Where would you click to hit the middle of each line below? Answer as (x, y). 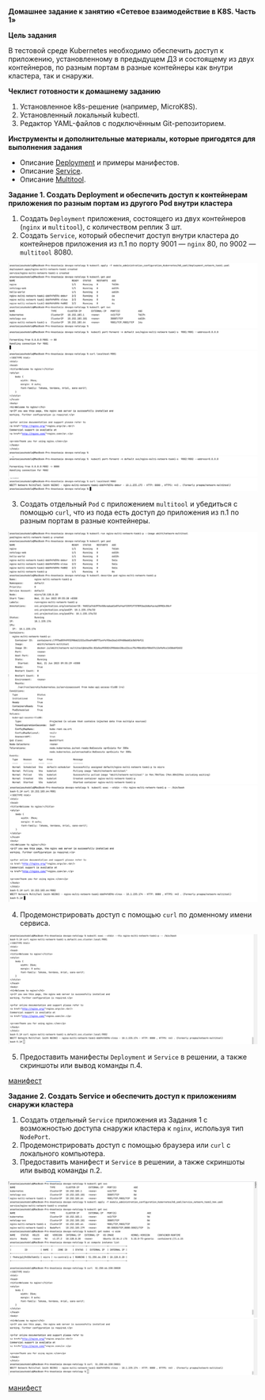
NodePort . (35, 1137)
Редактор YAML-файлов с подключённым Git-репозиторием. (123, 123)
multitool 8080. (46, 252)
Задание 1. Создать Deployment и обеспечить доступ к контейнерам (128, 195)
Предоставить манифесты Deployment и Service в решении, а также (133, 1057)
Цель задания (32, 35)
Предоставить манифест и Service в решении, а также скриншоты (132, 1162)
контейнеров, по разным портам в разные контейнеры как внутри (121, 67)
